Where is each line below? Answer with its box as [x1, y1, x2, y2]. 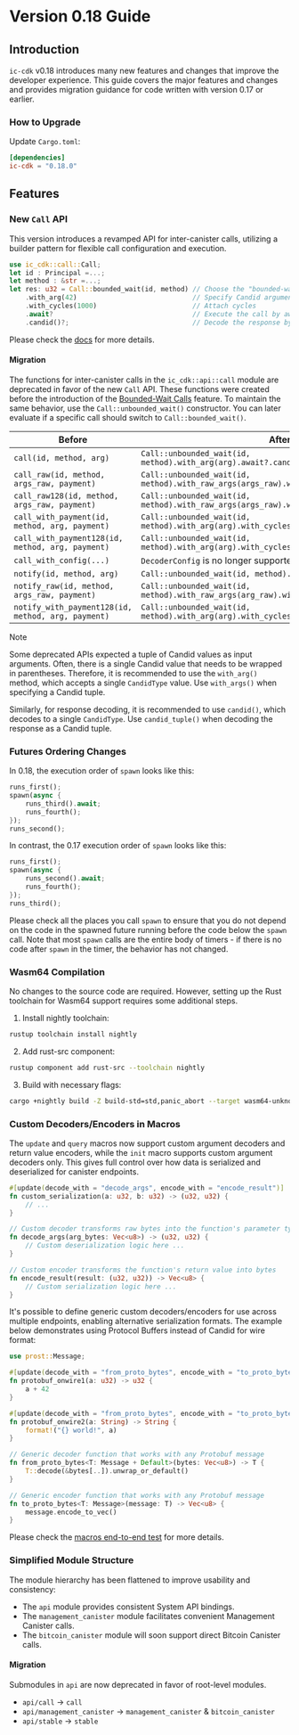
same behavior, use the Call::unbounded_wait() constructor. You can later [9, 403, 282, 413]
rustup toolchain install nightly [9, 1030, 138, 1039]
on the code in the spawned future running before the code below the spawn [9, 924, 287, 935]
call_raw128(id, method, [13, 490, 119, 501]
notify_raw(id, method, [13, 581, 115, 591]
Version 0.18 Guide [9, 6, 151, 27]
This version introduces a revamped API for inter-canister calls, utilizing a [9, 233, 279, 244]
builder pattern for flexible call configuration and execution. [9, 242, 227, 253]
